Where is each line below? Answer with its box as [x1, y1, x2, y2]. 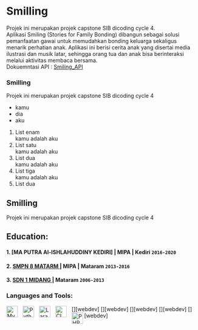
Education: [6, 232, 49, 242]
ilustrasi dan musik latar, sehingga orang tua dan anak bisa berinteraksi [6, 50, 184, 57]
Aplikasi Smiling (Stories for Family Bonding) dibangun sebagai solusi [6, 30, 180, 38]
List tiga [15, 167, 35, 174]
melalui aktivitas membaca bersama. [6, 57, 98, 64]
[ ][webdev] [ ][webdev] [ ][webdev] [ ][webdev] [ [72, 305, 190, 312]
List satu [15, 142, 37, 149]
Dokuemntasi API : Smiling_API [6, 63, 83, 70]
